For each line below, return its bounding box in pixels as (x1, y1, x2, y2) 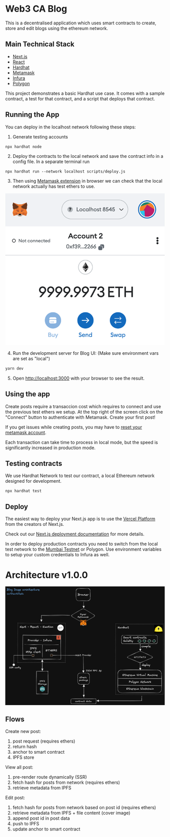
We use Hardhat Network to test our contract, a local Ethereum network (5, 473, 155, 479)
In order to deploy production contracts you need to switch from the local (5, 541, 158, 547)
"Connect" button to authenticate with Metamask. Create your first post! (5, 414, 156, 420)
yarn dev (5, 366, 24, 371)
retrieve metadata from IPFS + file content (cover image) (12, 810, 131, 816)
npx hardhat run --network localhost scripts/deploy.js (5, 169, 125, 174)
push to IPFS (12, 821, 39, 827)
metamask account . (5, 429, 47, 436)
